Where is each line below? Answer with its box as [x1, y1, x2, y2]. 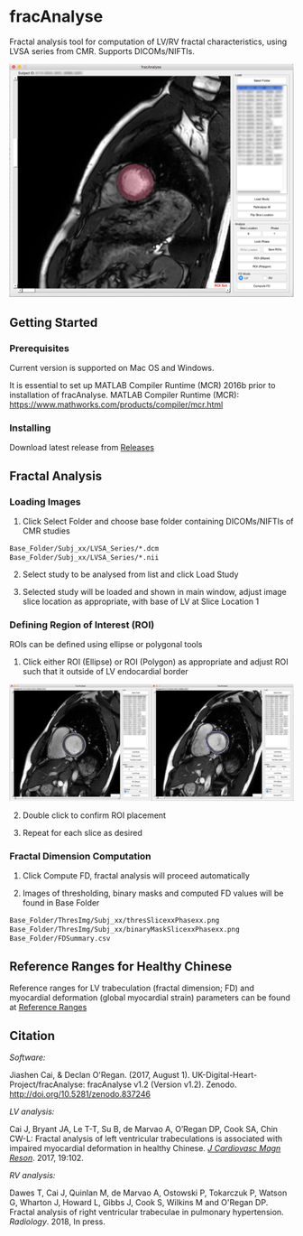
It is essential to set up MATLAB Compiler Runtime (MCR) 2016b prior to [9, 380, 276, 391]
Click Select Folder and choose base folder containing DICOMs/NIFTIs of [22, 516, 295, 527]
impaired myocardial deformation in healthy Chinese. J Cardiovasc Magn [9, 1142, 281, 1153]
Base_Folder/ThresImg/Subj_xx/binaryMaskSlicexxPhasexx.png [9, 925, 241, 934]
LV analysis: [9, 1106, 55, 1117]
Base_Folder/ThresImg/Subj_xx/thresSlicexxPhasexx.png [9, 916, 220, 925]
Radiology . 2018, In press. [9, 1216, 106, 1227]
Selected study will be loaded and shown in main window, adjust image [22, 587, 287, 598]
